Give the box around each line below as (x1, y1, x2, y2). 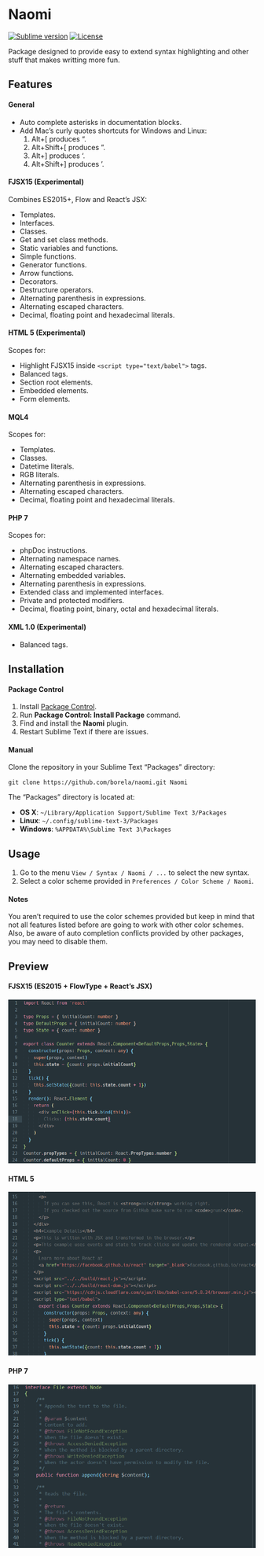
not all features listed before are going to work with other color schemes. (8, 920, 244, 929)
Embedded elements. (19, 385, 89, 395)
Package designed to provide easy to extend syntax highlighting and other (8, 46, 249, 56)
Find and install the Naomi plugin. (19, 719, 129, 728)
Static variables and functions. (19, 243, 119, 252)
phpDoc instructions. (19, 546, 88, 555)
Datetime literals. (19, 462, 75, 471)
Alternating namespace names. (19, 554, 121, 564)
